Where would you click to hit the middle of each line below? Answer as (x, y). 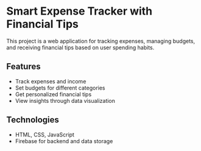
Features (23, 67)
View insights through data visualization (65, 100)
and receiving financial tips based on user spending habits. (80, 47)
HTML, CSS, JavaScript (45, 135)
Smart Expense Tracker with (79, 11)
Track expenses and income (51, 81)
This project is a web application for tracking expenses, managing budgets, (101, 41)
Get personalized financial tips (53, 94)
